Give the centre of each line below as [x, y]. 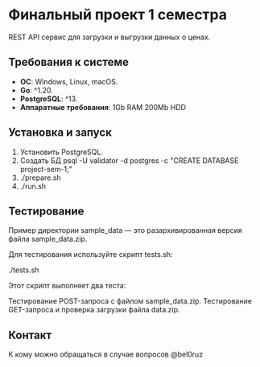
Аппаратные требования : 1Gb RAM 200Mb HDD [103, 107]
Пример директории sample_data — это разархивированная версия [126, 230]
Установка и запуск [60, 133]
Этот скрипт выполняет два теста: [67, 286]
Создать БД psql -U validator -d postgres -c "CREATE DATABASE [129, 160]
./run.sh [33, 186]
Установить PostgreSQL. [61, 152]
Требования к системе [69, 62]
